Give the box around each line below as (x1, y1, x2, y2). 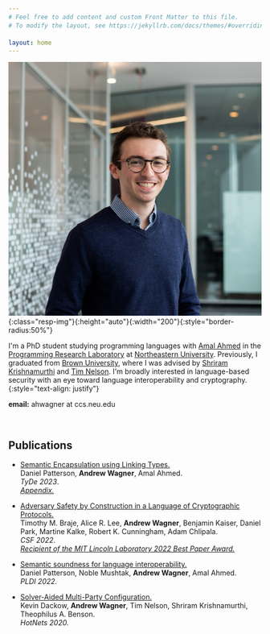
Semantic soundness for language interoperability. (19, 560, 187, 570)
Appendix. (19, 486, 55, 495)
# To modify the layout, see (8, 21, 106, 30)
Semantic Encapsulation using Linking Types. (19, 460, 170, 470)
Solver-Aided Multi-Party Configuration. (19, 592, 153, 602)
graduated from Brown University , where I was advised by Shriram (8, 358, 229, 368)
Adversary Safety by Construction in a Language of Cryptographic (19, 501, 240, 511)
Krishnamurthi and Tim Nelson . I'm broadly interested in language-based (8, 367, 250, 376)
